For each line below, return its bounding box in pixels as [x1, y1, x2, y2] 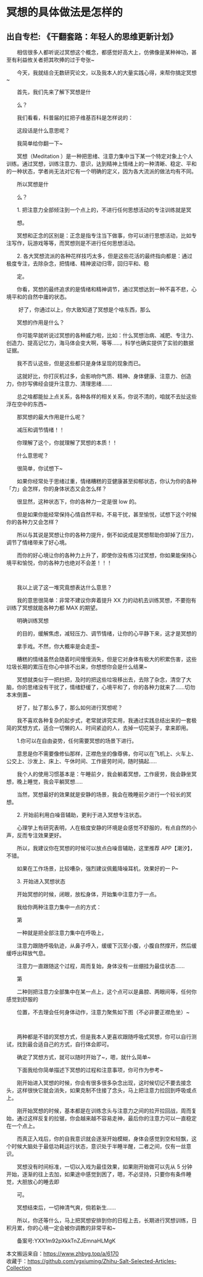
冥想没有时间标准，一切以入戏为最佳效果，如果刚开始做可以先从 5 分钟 [17, 1163, 193, 1170]
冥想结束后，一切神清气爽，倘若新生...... [17, 1204, 117, 1211]
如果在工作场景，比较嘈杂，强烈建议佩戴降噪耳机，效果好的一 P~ [17, 865, 179, 872]
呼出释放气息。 [11, 950, 49, 957]
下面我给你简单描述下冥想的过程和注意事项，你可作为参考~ [17, 1067, 164, 1073]
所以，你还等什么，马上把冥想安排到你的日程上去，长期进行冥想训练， [17, 1217, 192, 1224]
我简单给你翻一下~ [17, 140, 63, 147]
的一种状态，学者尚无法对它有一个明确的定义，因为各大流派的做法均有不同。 [6, 167, 197, 175]
